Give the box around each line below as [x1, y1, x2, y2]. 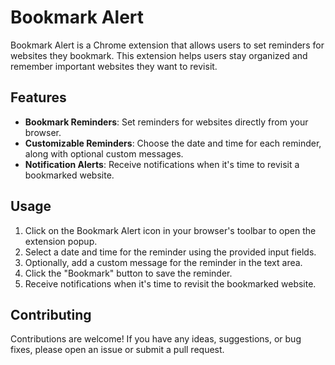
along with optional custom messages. [24, 147, 184, 160]
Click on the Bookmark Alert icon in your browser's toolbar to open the [24, 224, 317, 236]
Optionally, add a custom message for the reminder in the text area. [24, 256, 303, 268]
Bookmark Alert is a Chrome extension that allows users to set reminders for [10, 39, 325, 51]
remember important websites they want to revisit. [10, 60, 218, 72]
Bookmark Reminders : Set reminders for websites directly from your [24, 116, 309, 128]
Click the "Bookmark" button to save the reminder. [24, 267, 233, 279]
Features [10, 89, 67, 106]
